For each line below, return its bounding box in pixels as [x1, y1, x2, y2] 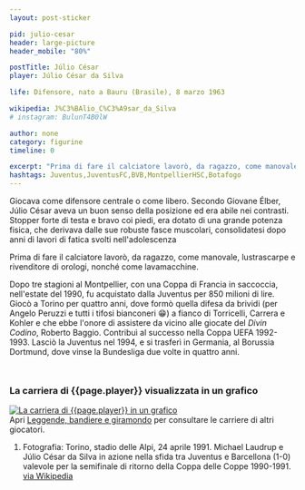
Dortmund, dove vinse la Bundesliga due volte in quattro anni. [9, 347, 241, 357]
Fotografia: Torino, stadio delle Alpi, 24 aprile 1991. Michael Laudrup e [22, 442, 284, 453]
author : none [9, 129, 59, 138]
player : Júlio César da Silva [9, 72, 124, 81]
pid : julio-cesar [9, 29, 75, 39]
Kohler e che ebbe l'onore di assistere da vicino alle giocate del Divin [9, 318, 268, 328]
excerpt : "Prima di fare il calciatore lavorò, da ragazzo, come [9, 162, 261, 171]
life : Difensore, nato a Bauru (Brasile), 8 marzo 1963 [9, 88, 225, 97]
